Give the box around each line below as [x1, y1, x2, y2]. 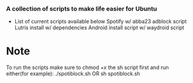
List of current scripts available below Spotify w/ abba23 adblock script [14, 18, 187, 25]
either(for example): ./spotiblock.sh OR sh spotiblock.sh [6, 70, 140, 77]
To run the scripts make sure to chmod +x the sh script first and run [6, 64, 169, 71]
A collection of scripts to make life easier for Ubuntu [6, 5, 157, 13]
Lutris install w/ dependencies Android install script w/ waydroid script [14, 24, 184, 31]
